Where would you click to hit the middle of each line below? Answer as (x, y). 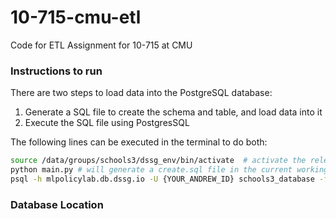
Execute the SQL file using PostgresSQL (107, 123)
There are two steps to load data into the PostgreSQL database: (141, 93)
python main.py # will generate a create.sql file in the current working (169, 170)
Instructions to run (56, 71)
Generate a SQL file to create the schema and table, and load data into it (173, 112)
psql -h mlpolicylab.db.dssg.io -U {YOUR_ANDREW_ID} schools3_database (162, 179)
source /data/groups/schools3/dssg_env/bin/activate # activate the (158, 161)
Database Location (57, 204)
